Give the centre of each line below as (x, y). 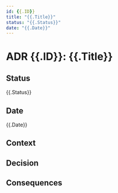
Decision (22, 163)
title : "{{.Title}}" (31, 17)
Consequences (34, 183)
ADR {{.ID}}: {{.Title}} (60, 57)
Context (21, 143)
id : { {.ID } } (20, 11)
